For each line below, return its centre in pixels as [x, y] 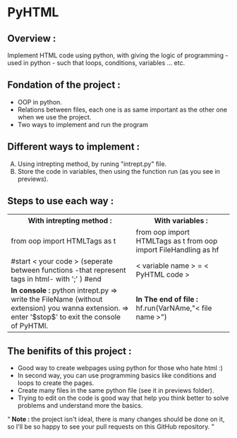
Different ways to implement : [74, 147]
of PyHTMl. [29, 326]
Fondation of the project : [64, 85]
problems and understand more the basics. [80, 406]
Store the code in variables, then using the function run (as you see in [119, 171]
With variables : [181, 221]
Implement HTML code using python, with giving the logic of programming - [118, 55]
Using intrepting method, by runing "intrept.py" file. [92, 164]
